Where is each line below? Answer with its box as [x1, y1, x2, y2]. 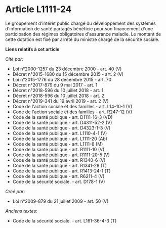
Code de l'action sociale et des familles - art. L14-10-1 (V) [12, 103, 133, 109]
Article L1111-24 [5, 4, 72, 15]
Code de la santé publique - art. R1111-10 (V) [12, 146, 105, 152]
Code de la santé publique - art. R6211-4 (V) [12, 173, 105, 179]
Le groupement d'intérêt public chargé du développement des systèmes [5, 20, 156, 26]
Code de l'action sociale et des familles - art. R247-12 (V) [12, 109, 133, 115]
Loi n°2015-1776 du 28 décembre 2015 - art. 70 [12, 76, 112, 82]
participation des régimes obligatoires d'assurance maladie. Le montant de [5, 31, 161, 37]
